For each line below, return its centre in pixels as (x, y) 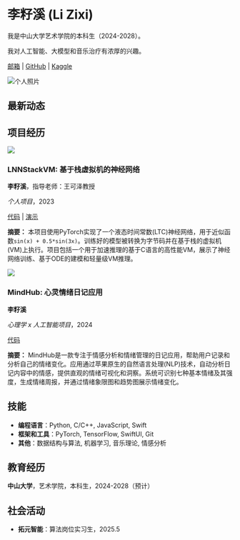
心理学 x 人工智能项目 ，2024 (50, 324)
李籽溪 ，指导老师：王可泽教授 (51, 186)
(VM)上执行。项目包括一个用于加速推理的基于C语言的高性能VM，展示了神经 (119, 250)
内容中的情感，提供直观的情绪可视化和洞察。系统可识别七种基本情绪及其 (120, 373)
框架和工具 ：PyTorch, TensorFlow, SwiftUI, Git (86, 434)
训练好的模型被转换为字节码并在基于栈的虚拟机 (153, 241)
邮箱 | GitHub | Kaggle (40, 66)
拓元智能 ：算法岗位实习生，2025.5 (69, 529)
